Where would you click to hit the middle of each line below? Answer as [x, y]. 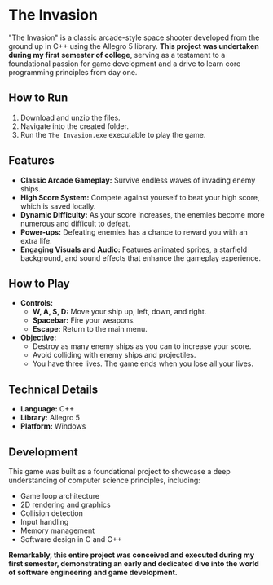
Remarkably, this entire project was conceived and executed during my [132, 555]
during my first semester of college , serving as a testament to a [117, 55]
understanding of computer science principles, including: [105, 480]
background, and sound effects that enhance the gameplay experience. [140, 257]
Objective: [38, 338]
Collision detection [51, 513]
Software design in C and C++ [71, 539]
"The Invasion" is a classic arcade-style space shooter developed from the [134, 37]
